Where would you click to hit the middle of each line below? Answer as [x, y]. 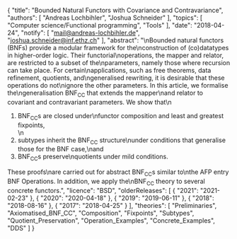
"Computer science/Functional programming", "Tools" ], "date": [100, 25]
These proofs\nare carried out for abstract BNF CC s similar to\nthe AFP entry [118, 173]
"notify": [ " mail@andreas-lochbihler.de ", [80, 33]
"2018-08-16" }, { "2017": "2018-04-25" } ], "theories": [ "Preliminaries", [112, 205]
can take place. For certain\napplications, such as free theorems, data [109, 70]
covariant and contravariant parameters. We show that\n [89, 102]
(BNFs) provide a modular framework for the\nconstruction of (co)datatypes [118, 48]
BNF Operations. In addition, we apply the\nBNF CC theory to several [106, 182]
